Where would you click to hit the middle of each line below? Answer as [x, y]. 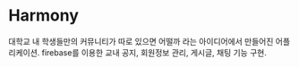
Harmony [44, 16]
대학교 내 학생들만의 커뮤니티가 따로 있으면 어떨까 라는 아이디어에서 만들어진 [141, 41]
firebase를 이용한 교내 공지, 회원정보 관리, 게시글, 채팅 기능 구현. [154, 52]
